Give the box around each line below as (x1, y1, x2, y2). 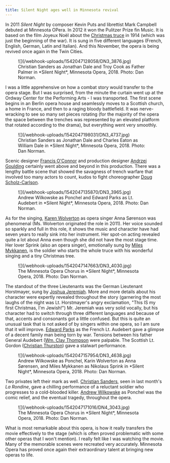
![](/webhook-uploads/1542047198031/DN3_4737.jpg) (18, 131, 130, 137)
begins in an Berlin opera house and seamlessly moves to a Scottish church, (5, 100, 164, 106)
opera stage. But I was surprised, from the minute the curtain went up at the (5, 89, 163, 95)
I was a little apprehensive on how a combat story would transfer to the (5, 84, 153, 90)
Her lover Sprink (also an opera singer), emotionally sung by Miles (5, 242, 143, 248)
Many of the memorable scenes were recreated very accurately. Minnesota (5, 441, 162, 447)
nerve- (139, 105, 154, 112)
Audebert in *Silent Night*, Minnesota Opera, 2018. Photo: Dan (18, 200, 149, 206)
